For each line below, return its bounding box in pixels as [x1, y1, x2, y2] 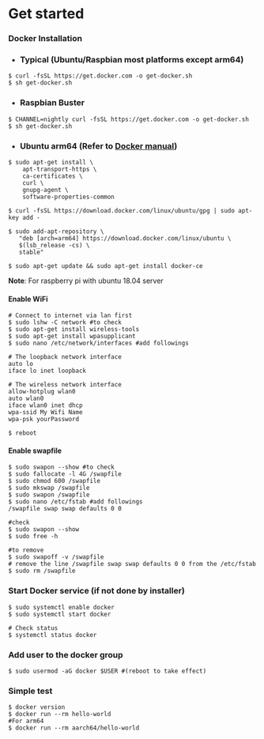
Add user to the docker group [8, 649, 124, 660]
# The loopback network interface [8, 353, 123, 361]
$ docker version [8, 703, 66, 711]
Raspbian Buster [19, 97, 85, 108]
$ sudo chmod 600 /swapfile [8, 477, 101, 485]
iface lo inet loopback [8, 367, 87, 375]
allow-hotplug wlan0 [8, 388, 77, 396]
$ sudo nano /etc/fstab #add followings [8, 498, 144, 506]
